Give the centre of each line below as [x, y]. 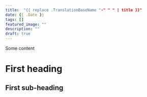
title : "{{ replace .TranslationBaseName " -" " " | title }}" [74, 10]
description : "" [22, 29]
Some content [20, 48]
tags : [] [14, 19]
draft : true [18, 34]
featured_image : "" [26, 24]
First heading [34, 69]
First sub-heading [34, 88]
